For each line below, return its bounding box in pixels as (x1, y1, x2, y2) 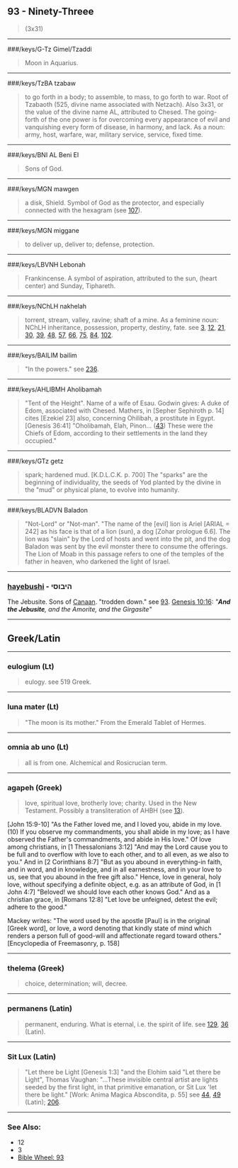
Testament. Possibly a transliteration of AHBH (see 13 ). (24, 806, 185, 815)
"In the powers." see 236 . (24, 365, 99, 373)
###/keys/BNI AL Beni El (7, 150, 79, 159)
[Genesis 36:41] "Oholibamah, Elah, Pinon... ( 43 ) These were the (24, 421, 214, 430)
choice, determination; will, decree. (24, 980, 128, 988)
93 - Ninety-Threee (7, 6, 94, 18)
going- (197, 108, 217, 116)
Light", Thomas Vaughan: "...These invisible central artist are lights (24, 1075, 218, 1084)
